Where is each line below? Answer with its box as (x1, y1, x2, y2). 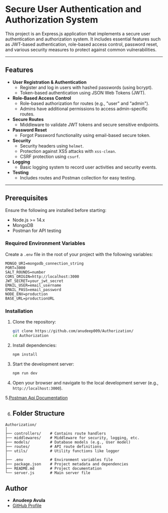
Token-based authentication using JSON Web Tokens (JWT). (19, 89, 146, 95)
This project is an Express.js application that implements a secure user (5, 30, 150, 36)
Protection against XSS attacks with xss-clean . (19, 148, 116, 154)
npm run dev (12, 370, 37, 375)
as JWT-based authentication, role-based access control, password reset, (5, 41, 158, 47)
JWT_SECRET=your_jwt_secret (5, 278, 64, 283)
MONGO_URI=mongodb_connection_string (5, 261, 84, 266)
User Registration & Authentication (12, 79, 86, 85)
